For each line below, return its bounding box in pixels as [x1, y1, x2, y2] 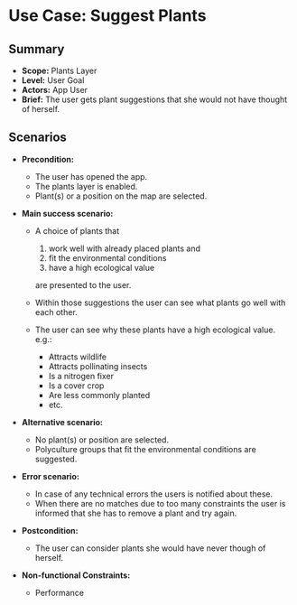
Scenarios [8, 130, 67, 145]
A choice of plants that [34, 225, 120, 236]
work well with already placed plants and [48, 243, 200, 254]
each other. [34, 306, 78, 317]
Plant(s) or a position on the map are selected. [34, 191, 208, 201]
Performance [34, 587, 85, 598]
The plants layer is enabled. [34, 181, 138, 191]
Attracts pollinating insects [48, 360, 148, 371]
